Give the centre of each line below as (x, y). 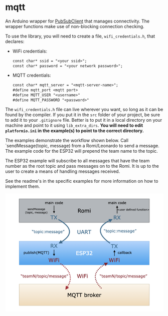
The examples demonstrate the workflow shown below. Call (67, 140)
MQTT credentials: (32, 75)
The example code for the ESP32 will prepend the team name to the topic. (81, 151)
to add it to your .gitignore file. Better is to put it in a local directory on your (83, 120)
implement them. (23, 186)
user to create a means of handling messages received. (63, 171)
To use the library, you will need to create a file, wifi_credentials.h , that (80, 36)
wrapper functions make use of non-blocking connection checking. (75, 26)
